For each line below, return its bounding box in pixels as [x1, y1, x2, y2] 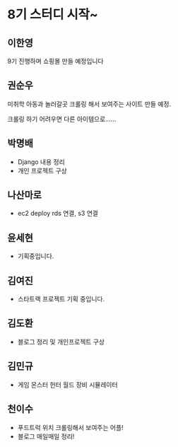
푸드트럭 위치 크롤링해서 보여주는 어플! [17, 423, 124, 431]
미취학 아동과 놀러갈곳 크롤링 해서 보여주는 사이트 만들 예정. [7, 100, 172, 108]
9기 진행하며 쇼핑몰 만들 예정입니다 [7, 57, 104, 65]
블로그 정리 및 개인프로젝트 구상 [17, 337, 105, 346]
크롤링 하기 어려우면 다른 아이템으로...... [7, 115, 117, 123]
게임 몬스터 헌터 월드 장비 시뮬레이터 [17, 380, 118, 389]
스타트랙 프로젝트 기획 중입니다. [17, 295, 105, 303]
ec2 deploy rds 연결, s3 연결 [17, 209, 99, 218]
